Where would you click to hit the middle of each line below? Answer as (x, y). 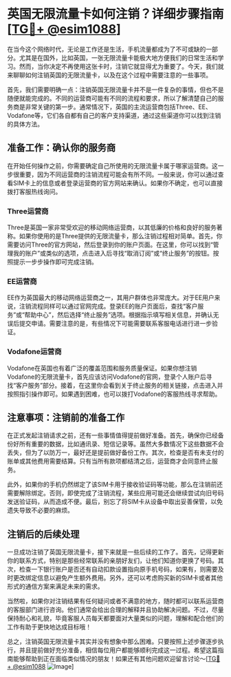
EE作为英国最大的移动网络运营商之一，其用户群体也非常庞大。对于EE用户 (111, 298)
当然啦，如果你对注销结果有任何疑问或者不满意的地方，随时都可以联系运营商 (115, 601)
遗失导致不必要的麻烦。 (40, 510)
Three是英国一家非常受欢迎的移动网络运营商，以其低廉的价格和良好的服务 (112, 227)
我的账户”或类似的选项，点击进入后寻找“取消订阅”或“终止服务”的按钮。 (113, 253)
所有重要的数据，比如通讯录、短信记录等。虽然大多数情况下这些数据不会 (121, 444)
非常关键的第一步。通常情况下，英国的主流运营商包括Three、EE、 (118, 107)
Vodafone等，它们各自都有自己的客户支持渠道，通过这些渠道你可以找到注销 (114, 115)
